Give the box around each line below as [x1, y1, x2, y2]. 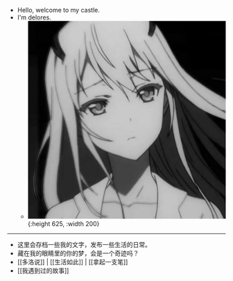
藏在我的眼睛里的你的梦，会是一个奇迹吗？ [17, 249, 139, 257]
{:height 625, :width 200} [27, 220, 100, 228]
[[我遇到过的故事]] [17, 266, 69, 275]
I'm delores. [17, 13, 52, 22]
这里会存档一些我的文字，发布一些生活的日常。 [17, 241, 151, 249]
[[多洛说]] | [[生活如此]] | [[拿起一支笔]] [17, 258, 128, 266]
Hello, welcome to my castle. [17, 6, 101, 14]
